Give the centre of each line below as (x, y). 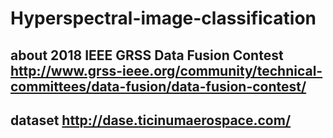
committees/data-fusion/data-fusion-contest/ (158, 86)
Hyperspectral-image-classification (163, 18)
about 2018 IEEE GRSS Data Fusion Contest (147, 55)
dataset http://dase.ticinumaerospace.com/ (151, 120)
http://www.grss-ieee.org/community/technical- (166, 70)
